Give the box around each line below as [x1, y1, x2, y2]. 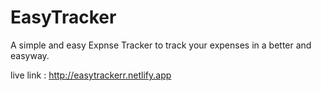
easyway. [10, 49, 50, 61]
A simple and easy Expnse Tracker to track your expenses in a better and [10, 39, 312, 51]
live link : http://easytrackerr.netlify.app [10, 69, 172, 81]
